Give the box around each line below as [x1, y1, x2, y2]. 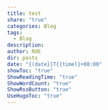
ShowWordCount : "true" [7, 80, 72, 87]
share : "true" [7, 16, 48, 23]
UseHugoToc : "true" [7, 93, 63, 100]
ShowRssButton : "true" [7, 86, 72, 93]
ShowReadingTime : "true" [7, 73, 78, 81]
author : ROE [7, 49, 41, 55]
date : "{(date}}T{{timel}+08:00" [7, 61, 103, 68]
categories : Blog [7, 23, 57, 29]
